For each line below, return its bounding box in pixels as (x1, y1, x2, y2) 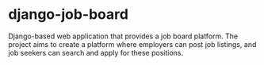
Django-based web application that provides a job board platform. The (8, 31, 239, 41)
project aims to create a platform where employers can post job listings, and (8, 39, 257, 49)
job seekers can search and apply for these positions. (8, 48, 184, 57)
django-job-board (8, 5, 129, 23)
